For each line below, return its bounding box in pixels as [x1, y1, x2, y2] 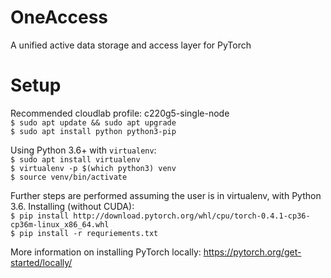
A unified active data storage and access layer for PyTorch [10, 39, 252, 51]
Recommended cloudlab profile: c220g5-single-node [10, 107, 230, 119]
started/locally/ [10, 256, 73, 268]
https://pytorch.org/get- [203, 246, 302, 258]
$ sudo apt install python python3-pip [10, 126, 177, 136]
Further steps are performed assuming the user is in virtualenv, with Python [10, 189, 322, 201]
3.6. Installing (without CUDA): [10, 200, 135, 212]
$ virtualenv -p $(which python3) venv [10, 163, 177, 173]
